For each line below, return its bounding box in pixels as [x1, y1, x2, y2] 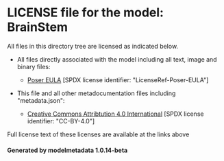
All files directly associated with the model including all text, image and [16, 55, 217, 63]
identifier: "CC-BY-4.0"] [27, 116, 95, 125]
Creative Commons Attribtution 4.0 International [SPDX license [27, 110, 204, 118]
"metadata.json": [16, 96, 65, 104]
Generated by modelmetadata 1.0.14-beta [7, 146, 128, 154]
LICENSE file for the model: [7, 5, 164, 21]
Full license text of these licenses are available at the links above [7, 130, 190, 138]
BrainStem [7, 19, 69, 35]
